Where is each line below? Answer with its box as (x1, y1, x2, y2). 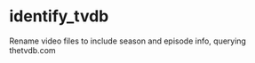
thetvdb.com (9, 44, 56, 55)
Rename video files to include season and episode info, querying (9, 35, 247, 46)
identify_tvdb (9, 6, 109, 27)
